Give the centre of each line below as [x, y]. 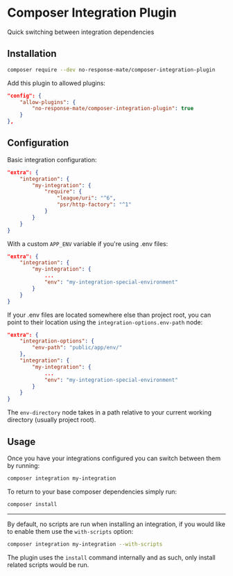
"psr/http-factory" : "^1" [94, 205]
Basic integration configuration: [52, 159]
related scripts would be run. [48, 565]
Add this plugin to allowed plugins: [57, 83]
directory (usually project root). [52, 420]
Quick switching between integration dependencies [81, 32]
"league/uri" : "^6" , [86, 198]
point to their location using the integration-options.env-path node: [105, 322]
